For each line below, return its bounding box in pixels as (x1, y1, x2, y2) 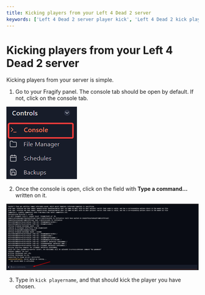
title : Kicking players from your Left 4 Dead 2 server (6, 10, 151, 16)
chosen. (15, 282, 36, 290)
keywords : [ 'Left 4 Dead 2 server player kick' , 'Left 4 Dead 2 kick (6, 16, 187, 23)
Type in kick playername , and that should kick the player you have (15, 276, 181, 283)
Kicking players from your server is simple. (6, 76, 114, 84)
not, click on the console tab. (15, 94, 88, 102)
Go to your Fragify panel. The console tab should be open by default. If (15, 88, 194, 96)
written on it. (15, 192, 48, 199)
